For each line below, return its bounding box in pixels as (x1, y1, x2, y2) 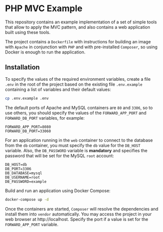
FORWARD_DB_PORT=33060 (5, 128, 51, 134)
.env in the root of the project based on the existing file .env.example (5, 81, 143, 87)
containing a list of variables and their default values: (5, 86, 111, 92)
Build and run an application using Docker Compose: (5, 188, 111, 194)
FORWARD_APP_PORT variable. (5, 221, 58, 227)
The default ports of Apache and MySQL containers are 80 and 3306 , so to (5, 105, 153, 110)
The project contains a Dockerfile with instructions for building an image (5, 38, 151, 44)
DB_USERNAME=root (5, 175, 40, 180)
